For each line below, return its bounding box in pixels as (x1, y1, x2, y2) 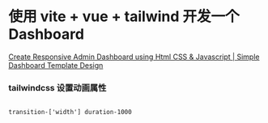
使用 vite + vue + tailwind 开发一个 (8, 7, 240, 26)
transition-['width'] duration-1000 (8, 108, 132, 117)
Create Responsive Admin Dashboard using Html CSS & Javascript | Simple (8, 52, 260, 61)
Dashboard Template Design (8, 60, 104, 70)
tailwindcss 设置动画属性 (8, 82, 107, 93)
